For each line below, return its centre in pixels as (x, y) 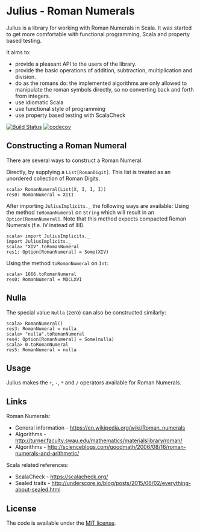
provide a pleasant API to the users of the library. (76, 64)
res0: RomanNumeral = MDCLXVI (44, 279)
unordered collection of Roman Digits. (53, 178)
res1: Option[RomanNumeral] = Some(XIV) (58, 252)
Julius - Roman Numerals (71, 11)
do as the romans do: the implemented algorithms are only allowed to (101, 83)
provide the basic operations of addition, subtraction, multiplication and (104, 70)
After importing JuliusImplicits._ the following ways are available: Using (98, 205)
